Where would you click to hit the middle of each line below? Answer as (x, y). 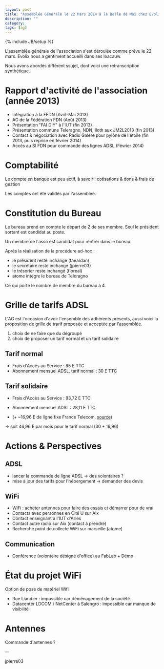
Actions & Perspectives (53, 446)
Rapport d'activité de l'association (76, 91)
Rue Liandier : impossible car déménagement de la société (71, 599)
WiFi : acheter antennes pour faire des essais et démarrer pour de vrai (83, 508)
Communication (30, 544)
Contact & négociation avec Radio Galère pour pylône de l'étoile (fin (80, 135)
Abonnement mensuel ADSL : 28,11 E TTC (54, 407)
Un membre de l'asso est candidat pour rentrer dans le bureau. (68, 241)
